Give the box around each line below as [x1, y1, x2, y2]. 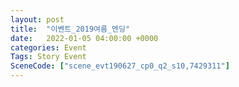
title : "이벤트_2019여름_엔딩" [10, 24, 131, 34]
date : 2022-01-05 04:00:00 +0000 [10, 33, 159, 43]
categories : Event [10, 42, 87, 53]
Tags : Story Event [10, 52, 87, 62]
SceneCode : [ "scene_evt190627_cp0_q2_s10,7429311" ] [10, 61, 230, 71]
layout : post [10, 14, 65, 25]
